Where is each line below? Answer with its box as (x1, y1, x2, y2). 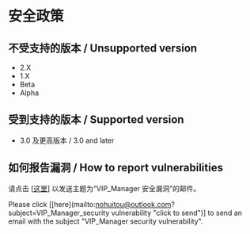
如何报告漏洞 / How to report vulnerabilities (8, 161, 224, 175)
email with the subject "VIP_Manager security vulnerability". (8, 216, 203, 226)
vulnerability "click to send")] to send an (111, 208, 243, 217)
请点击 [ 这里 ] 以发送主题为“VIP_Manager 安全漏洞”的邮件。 (8, 183, 201, 193)
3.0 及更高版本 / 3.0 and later (19, 136, 115, 145)
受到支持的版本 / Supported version (8, 113, 184, 127)
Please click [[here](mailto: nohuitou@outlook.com (8, 199, 172, 209)
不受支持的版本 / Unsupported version (8, 41, 198, 55)
